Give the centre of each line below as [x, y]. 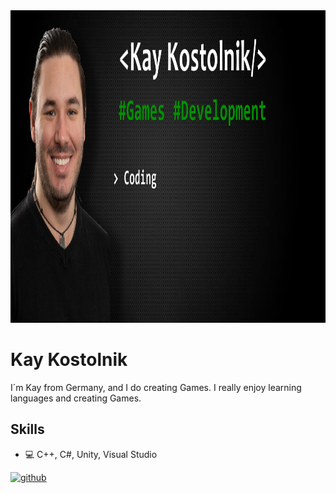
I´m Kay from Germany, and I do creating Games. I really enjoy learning [156, 387]
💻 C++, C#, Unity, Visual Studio [91, 454]
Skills [27, 429]
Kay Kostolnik [69, 360]
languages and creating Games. [76, 398]
